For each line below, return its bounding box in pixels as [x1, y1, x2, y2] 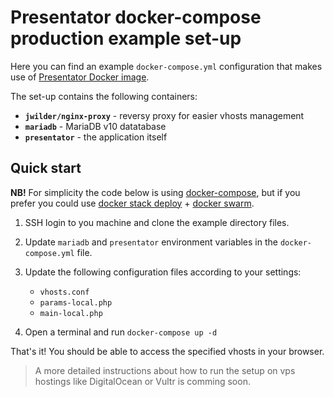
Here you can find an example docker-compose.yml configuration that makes [10, 60, 323, 72]
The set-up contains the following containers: [10, 90, 198, 102]
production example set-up [10, 27, 242, 50]
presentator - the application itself [24, 131, 168, 143]
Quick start [10, 160, 82, 177]
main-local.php [39, 308, 103, 318]
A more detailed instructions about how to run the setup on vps [34, 364, 296, 376]
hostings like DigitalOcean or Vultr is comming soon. [34, 375, 251, 387]
